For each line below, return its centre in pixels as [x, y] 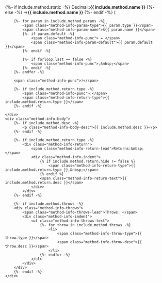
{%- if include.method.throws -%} [49, 204]
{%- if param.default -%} [49, 34]
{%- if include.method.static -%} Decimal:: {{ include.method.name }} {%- [80, 7]
